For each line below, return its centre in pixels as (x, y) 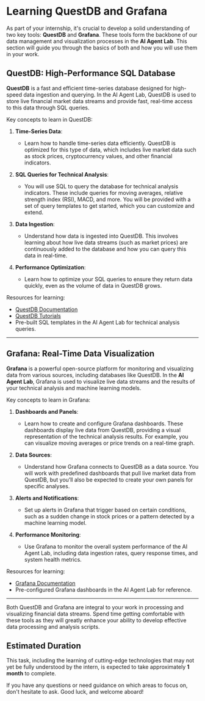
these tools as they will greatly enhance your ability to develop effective (96, 620)
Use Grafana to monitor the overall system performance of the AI (106, 546)
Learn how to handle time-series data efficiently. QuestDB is (100, 143)
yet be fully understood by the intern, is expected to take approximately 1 (98, 667)
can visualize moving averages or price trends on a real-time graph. (110, 443)
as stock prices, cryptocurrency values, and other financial (98, 156)
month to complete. (31, 673)
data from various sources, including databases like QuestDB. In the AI (95, 375)
